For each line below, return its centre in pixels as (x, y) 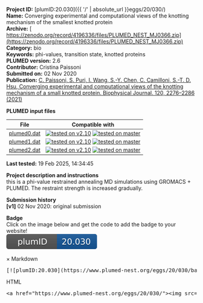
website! (17, 230)
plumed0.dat (25, 133)
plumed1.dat (25, 142)
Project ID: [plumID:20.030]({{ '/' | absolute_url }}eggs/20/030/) (86, 9)
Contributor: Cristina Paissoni (44, 67)
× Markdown (22, 259)
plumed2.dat (25, 150)
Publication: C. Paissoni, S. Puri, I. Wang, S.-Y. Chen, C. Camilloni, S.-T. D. (99, 80)
